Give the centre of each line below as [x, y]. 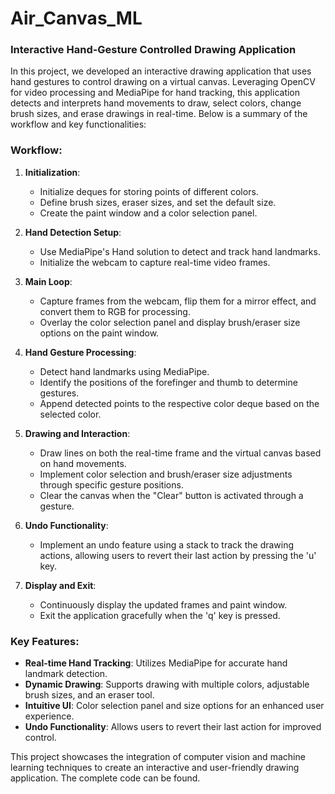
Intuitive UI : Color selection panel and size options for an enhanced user [174, 706]
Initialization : [52, 172]
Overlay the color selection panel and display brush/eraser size [170, 322]
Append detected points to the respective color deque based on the [179, 403]
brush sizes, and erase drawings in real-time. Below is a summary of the [159, 114]
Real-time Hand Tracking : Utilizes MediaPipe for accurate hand [156, 663]
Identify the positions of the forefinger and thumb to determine [168, 382]
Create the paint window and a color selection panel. [148, 213]
